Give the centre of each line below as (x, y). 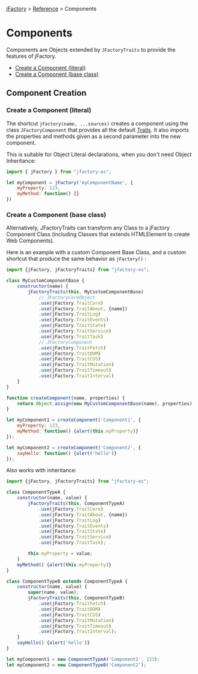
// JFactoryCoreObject (67, 298)
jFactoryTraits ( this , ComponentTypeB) (76, 598)
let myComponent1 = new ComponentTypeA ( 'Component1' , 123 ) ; (83, 659)
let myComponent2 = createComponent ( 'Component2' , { (74, 448)
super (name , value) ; (54, 593)
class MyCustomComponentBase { (45, 281)
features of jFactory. (31, 56)
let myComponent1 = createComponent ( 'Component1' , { (74, 420)
